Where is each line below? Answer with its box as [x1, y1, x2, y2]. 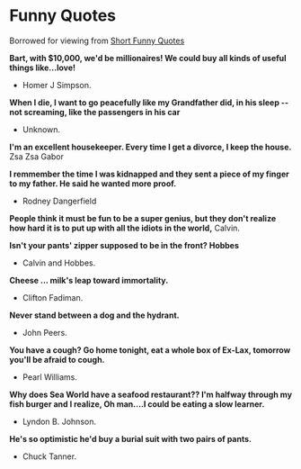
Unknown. [22, 123, 61, 135]
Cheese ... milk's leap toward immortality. [9, 275, 169, 285]
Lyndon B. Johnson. [22, 416, 97, 427]
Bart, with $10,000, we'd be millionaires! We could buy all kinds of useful [9, 52, 287, 63]
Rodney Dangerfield [22, 195, 97, 206]
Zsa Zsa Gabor [9, 150, 65, 162]
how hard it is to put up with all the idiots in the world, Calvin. [9, 222, 241, 233]
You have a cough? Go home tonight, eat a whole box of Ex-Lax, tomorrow [9, 344, 291, 356]
